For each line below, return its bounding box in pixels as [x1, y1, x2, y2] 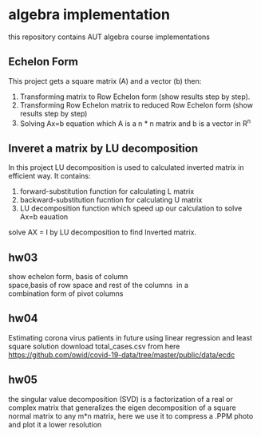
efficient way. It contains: [8, 171, 91, 181]
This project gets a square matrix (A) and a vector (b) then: [8, 76, 202, 85]
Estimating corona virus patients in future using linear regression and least [8, 333, 253, 342]
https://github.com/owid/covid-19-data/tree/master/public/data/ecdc [8, 349, 235, 360]
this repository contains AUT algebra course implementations [8, 32, 210, 41]
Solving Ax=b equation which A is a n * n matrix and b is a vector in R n [19, 117, 251, 128]
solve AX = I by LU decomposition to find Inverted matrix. [8, 227, 197, 237]
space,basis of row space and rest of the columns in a [8, 281, 189, 290]
